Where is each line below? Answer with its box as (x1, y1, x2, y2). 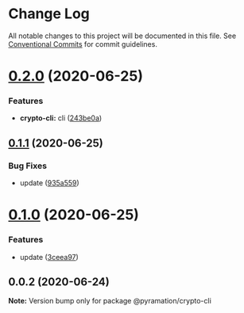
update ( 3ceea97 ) (19, 252, 79, 261)
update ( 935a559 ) (19, 178, 79, 188)
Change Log (8, 5, 90, 23)
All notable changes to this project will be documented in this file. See (8, 31, 237, 40)
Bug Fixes (8, 160, 48, 171)
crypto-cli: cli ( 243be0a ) (19, 113, 103, 123)
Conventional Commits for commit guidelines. (8, 39, 157, 48)
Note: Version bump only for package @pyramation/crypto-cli (8, 296, 212, 306)
